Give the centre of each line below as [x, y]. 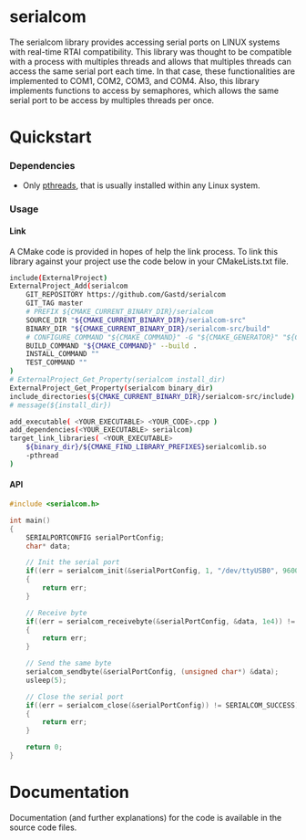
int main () [30, 520]
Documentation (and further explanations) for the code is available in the [146, 817]
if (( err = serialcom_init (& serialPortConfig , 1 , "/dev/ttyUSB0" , [153, 571]
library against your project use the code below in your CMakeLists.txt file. [149, 261]
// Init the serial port [73, 562]
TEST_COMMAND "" [57, 362]
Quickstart [51, 137]
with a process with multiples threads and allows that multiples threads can [150, 61]
